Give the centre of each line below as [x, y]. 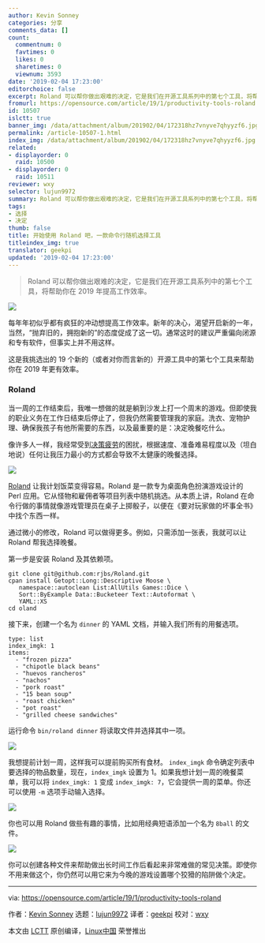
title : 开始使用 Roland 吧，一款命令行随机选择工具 [85, 236]
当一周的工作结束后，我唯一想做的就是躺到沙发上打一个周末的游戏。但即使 [129, 408]
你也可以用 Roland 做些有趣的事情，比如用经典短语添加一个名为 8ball [121, 823]
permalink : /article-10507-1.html [65, 133]
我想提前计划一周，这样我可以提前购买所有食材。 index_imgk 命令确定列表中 [131, 762]
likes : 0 [30, 60]
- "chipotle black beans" [58, 666]
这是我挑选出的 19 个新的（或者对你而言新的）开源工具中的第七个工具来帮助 [131, 359]
